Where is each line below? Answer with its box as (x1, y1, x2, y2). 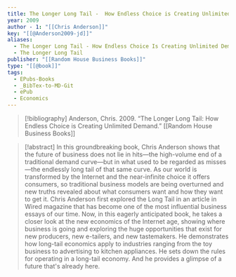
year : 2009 (7, 17, 39, 24)
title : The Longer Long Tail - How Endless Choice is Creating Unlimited (7, 10, 231, 18)
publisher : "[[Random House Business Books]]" (7, 56, 146, 63)
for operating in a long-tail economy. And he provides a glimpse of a (24, 255, 223, 263)
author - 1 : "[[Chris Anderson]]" (7, 23, 109, 30)
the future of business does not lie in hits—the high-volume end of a (24, 150, 223, 158)
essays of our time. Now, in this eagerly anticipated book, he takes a (24, 210, 223, 218)
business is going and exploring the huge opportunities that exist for (24, 225, 223, 233)
